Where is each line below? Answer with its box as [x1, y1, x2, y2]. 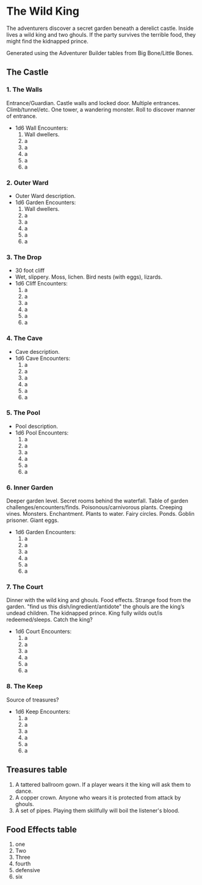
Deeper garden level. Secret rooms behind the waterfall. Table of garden [6, 497, 189, 505]
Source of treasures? [6, 696, 59, 703]
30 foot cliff [15, 267, 45, 274]
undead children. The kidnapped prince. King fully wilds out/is [6, 609, 163, 617]
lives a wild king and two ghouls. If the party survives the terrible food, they [6, 31, 197, 38]
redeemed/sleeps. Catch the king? [6, 616, 93, 623]
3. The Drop [6, 252, 42, 261]
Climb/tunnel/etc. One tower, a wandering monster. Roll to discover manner [6, 106, 196, 113]
